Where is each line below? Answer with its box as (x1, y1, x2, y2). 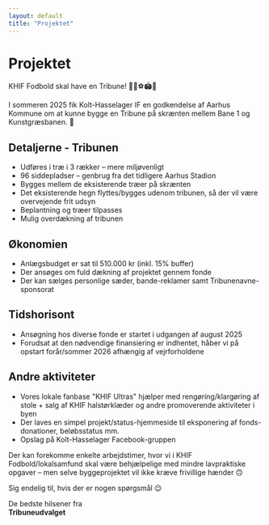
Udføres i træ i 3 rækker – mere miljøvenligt (19, 163, 164, 172)
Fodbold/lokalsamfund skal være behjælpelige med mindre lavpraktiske (8, 459, 246, 468)
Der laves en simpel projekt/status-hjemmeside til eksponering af (19, 417, 237, 427)
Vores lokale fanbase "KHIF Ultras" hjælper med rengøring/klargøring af (19, 392, 260, 401)
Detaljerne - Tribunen (8, 141, 119, 155)
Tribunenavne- (209, 276, 260, 286)
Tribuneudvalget (8, 507, 66, 517)
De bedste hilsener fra (8, 498, 83, 508)
